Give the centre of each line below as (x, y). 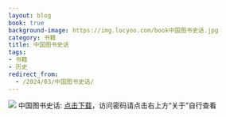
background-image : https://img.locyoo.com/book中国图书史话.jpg (113, 30)
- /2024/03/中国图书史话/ (55, 81)
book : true (26, 23)
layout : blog (30, 15)
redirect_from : (33, 74)
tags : (17, 52)
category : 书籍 (32, 38)
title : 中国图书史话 (39, 45)
